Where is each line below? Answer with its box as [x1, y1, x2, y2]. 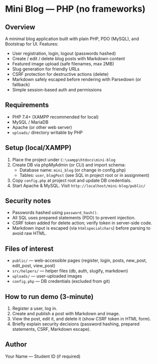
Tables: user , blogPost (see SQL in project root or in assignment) [19, 172, 150, 178]
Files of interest [5, 244, 54, 253]
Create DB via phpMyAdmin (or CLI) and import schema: [12, 162, 126, 168]
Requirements [5, 101, 49, 109]
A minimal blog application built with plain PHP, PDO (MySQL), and [5, 36, 139, 42]
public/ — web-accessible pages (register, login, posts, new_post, [12, 257, 147, 263]
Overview [5, 23, 36, 31]
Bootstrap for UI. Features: [5, 41, 59, 47]
